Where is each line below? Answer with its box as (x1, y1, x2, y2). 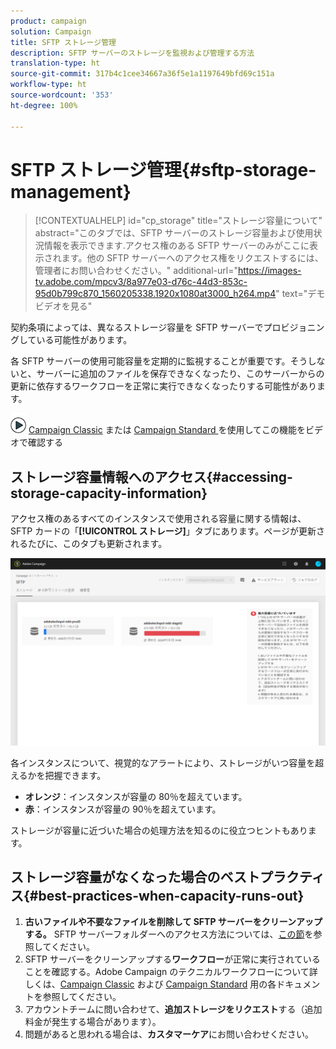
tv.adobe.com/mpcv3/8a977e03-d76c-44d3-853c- (34, 276, 248, 288)
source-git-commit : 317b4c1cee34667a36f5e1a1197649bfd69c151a (10, 69, 275, 79)
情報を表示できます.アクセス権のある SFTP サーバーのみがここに (43, 240, 310, 252)
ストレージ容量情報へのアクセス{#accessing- (10, 468, 293, 485)
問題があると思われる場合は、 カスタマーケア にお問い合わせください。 (24, 1028, 315, 1040)
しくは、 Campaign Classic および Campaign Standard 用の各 (24, 978, 277, 990)
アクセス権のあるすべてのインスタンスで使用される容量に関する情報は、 (10, 513, 307, 525)
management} (10, 180, 132, 203)
